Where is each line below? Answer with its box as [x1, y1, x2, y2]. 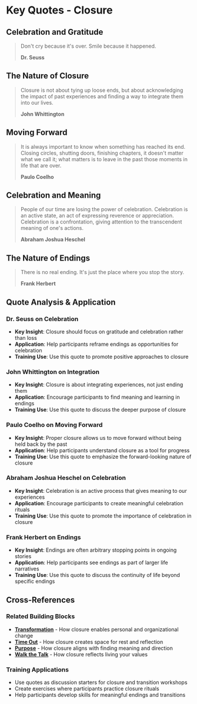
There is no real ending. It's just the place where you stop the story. [20, 269, 184, 276]
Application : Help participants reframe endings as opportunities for [14, 341, 179, 348]
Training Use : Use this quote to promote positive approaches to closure [14, 353, 189, 360]
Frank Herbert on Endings [6, 533, 81, 541]
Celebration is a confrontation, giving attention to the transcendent [20, 218, 182, 225]
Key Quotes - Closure [6, 4, 113, 17]
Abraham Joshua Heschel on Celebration [6, 474, 126, 482]
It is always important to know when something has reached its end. [20, 143, 186, 150]
